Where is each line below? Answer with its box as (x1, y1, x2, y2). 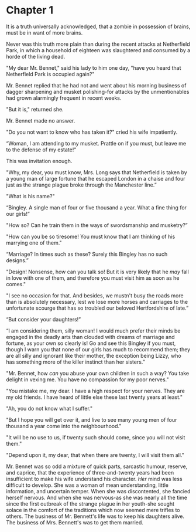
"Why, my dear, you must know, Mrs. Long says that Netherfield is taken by (6, 168, 187, 176)
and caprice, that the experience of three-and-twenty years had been (6, 469, 174, 476)
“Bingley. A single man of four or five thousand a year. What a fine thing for (6, 204, 187, 211)
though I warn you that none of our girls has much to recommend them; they (6, 345, 191, 353)
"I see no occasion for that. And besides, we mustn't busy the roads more (6, 292, 184, 299)
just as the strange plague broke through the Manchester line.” (6, 181, 157, 188)
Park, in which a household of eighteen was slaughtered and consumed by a (6, 46, 191, 53)
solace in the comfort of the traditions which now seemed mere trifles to (6, 506, 180, 513)
